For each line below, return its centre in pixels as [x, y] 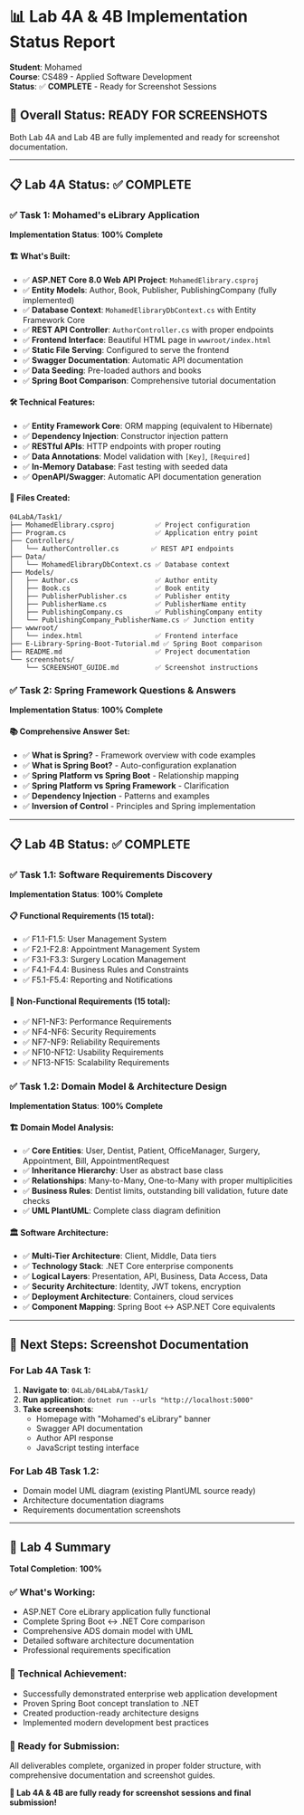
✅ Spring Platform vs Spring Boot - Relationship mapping [131, 775]
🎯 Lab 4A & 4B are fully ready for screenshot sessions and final [130, 1793]
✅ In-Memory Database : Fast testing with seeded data [125, 466]
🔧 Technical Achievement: [68, 1674]
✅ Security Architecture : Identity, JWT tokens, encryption [132, 1286]
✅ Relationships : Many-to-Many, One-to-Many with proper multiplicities [157, 1180]
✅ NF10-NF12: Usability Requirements [93, 1052]
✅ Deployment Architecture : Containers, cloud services [128, 1297]
